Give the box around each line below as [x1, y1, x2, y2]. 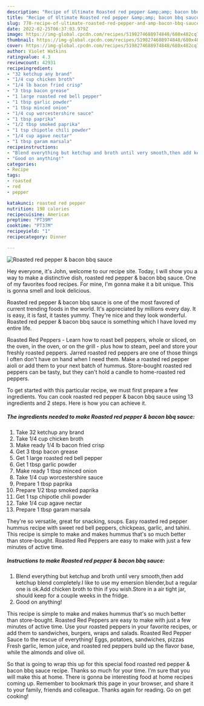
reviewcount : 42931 [7, 59, 56, 65]
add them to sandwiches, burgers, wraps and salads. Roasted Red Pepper [7, 629, 192, 636]
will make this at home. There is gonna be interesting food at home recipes [7, 673, 193, 681]
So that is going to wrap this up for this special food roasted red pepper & [7, 660, 190, 667]
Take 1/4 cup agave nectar [15, 499, 82, 507]
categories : [7, 161, 37, 167]
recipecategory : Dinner [7, 234, 67, 240]
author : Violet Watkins [7, 48, 67, 55]
